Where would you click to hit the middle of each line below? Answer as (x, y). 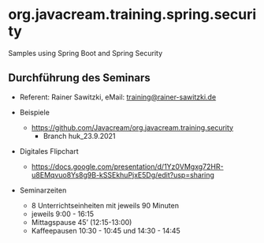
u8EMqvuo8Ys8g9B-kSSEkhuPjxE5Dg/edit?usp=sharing (123, 174)
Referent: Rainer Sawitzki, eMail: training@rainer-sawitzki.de (118, 97)
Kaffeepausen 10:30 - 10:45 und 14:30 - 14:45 (106, 230)
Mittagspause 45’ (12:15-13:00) (82, 222)
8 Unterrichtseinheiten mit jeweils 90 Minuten (105, 205)
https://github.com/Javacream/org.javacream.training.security (132, 127)
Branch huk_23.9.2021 (79, 136)
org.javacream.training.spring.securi (132, 15)
